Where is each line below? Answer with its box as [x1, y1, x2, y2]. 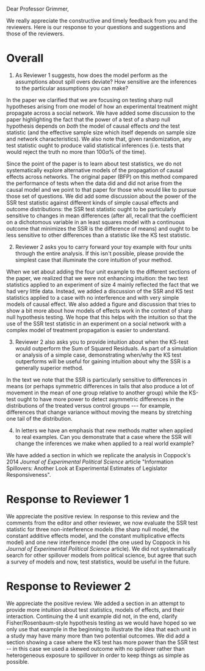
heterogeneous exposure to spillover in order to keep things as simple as [6, 651, 189, 659]
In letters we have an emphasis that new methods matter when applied [15, 427, 193, 434]
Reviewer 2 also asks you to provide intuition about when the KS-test [15, 338, 189, 346]
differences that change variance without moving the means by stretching [6, 408, 192, 416]
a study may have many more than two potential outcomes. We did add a [6, 632, 190, 639]
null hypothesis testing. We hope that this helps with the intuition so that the [6, 313, 197, 321]
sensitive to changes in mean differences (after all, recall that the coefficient [6, 212, 198, 219]
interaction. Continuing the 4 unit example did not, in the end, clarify [6, 612, 178, 620]
